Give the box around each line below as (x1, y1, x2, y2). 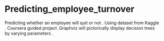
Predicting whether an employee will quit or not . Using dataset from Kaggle (4, 20, 160, 26)
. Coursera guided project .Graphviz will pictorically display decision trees (4, 25, 155, 31)
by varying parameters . (4, 30, 54, 36)
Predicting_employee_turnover (4, 3, 135, 15)
